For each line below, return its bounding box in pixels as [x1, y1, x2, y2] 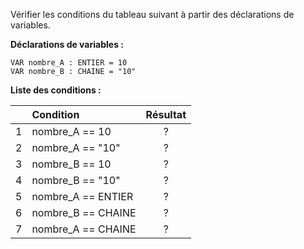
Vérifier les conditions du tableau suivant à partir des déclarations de [10, 9, 295, 20]
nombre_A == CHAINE [31, 222, 137, 236]
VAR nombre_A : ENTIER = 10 [10, 58, 128, 68]
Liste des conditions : [10, 84, 102, 96]
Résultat [145, 108, 187, 121]
